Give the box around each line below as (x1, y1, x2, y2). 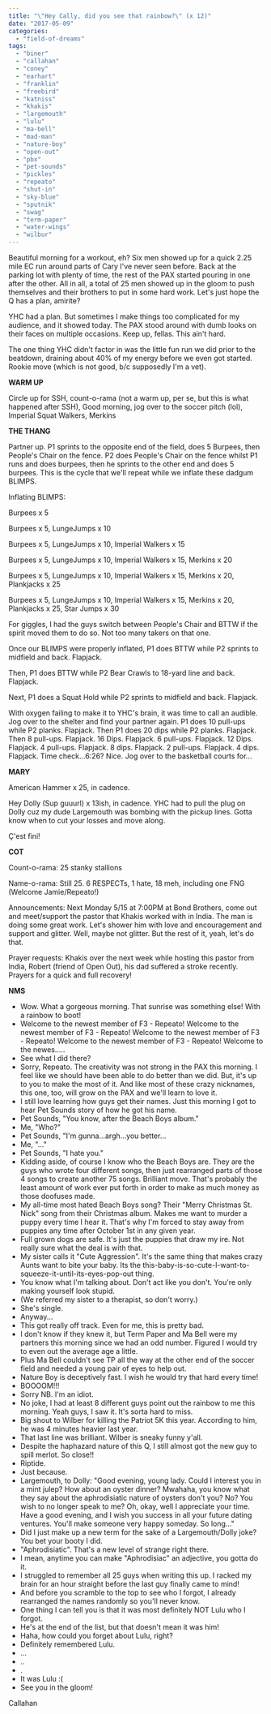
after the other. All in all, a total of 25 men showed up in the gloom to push (8, 279, 255, 288)
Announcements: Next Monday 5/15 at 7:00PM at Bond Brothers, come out (8, 903, 257, 913)
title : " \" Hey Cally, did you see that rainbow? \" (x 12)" (8, 11, 212, 20)
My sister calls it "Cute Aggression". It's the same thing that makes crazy (19, 1252, 263, 1261)
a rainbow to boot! (19, 1011, 82, 1020)
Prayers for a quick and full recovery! (8, 970, 132, 980)
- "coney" (15, 65, 49, 73)
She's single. (19, 1304, 63, 1312)
